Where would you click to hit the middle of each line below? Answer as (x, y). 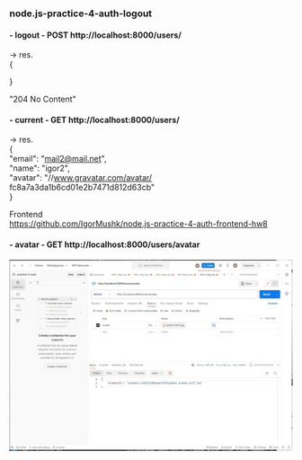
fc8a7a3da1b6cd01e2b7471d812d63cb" (82, 188)
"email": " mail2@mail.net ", (58, 159)
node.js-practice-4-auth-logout (81, 13)
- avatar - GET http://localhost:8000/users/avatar (105, 244)
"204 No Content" (43, 99)
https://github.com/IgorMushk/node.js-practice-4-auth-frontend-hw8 (138, 224)
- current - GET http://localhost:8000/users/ (94, 119)
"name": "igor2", (40, 168)
